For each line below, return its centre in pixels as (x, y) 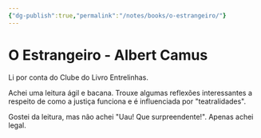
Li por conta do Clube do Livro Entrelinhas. (79, 77)
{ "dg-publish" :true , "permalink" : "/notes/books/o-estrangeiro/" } (117, 16)
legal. (17, 125)
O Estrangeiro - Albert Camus (108, 55)
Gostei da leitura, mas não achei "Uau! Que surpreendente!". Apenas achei (131, 116)
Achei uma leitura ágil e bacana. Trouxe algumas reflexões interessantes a (130, 93)
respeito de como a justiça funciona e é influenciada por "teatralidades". (127, 101)
